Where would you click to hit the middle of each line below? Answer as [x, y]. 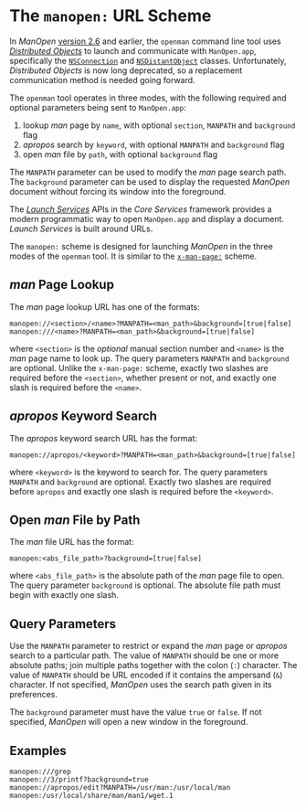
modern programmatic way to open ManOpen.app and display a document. [147, 218]
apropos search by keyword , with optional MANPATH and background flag [153, 144]
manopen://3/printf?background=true [79, 780]
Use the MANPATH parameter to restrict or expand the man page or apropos [148, 646]
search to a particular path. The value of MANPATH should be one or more [144, 655]
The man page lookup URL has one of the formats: [105, 306]
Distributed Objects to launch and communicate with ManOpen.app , [133, 50]
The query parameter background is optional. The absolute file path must [145, 585]
